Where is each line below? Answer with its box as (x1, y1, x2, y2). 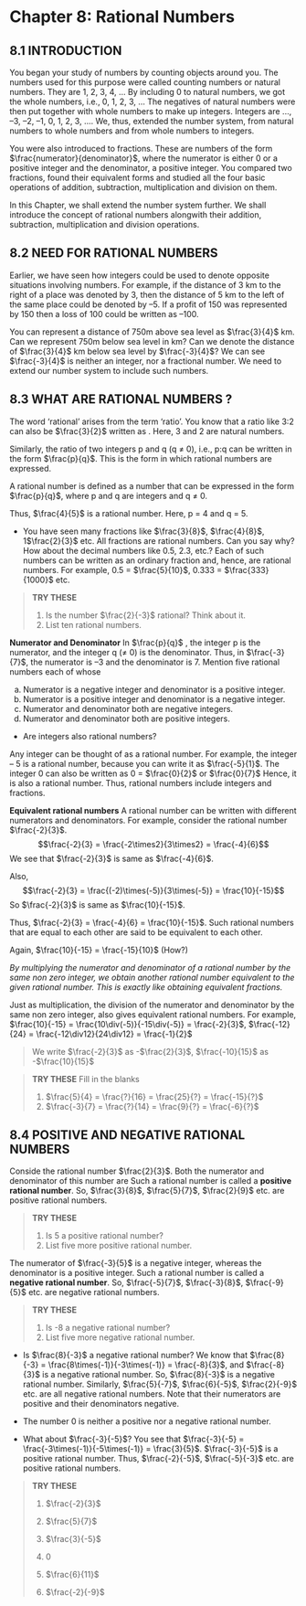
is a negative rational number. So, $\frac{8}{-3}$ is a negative (42, 1369, 276, 1380)
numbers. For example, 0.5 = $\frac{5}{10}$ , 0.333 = (22, 564, 223, 575)
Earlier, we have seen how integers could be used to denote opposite (9, 270, 269, 281)
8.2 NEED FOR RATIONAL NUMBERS (9, 245, 218, 261)
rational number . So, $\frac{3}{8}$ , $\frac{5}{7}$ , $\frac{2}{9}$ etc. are (9, 1186, 285, 1197)
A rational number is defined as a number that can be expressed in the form (9, 480, 295, 491)
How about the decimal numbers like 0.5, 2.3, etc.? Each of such (22, 545, 265, 556)
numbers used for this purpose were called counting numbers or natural (9, 77, 281, 88)
